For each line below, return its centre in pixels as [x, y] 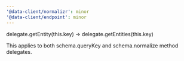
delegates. [19, 52]
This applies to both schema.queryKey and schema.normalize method [92, 46]
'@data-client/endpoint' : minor [46, 17]
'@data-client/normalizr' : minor [48, 12]
